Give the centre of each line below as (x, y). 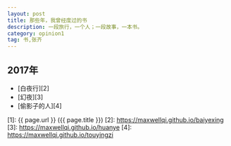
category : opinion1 (36, 33)
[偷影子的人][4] (39, 105)
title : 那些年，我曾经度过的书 (47, 20)
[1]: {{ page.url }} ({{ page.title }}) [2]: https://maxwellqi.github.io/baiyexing (115, 119)
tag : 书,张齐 (25, 40)
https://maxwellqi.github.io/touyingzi (61, 135)
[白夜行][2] (33, 88)
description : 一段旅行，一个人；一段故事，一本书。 (75, 27)
